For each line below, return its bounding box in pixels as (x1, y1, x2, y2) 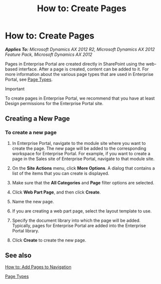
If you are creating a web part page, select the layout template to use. (12, 208, 152, 214)
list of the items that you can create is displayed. (12, 170, 109, 176)
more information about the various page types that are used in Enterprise (5, 71, 154, 77)
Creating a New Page (5, 115, 70, 123)
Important (5, 86, 25, 91)
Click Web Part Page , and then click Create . (12, 189, 101, 195)
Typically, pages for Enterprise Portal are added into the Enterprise (12, 222, 146, 229)
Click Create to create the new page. (12, 237, 87, 243)
